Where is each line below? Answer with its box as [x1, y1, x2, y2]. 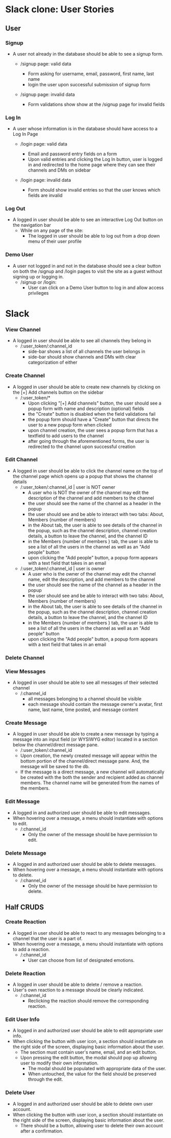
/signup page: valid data [20, 60, 71, 67]
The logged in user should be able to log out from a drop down [28, 233, 160, 239]
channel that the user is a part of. [12, 935, 83, 941]
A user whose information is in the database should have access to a [12, 126, 158, 132]
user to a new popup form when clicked [28, 421, 112, 428]
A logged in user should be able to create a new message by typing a [12, 731, 159, 737]
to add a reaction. [12, 946, 50, 952]
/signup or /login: [20, 279, 57, 285]
